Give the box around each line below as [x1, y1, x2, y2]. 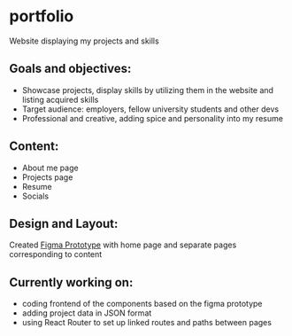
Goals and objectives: [9, 61, 132, 76]
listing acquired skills [21, 94, 99, 105]
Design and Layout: [9, 215, 119, 231]
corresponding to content [9, 249, 103, 260]
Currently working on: [9, 275, 134, 290]
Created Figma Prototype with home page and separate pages [9, 239, 237, 250]
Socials [21, 191, 50, 201]
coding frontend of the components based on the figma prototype [21, 299, 263, 309]
